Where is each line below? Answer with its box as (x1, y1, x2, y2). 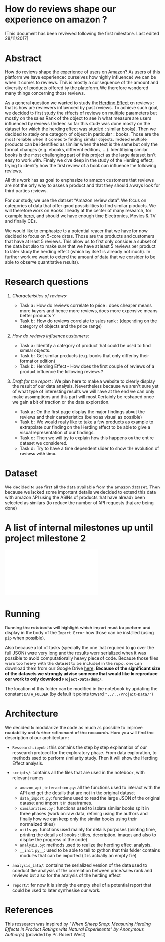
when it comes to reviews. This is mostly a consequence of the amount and (5, 79, 159, 85)
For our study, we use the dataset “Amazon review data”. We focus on (5, 197, 147, 203)
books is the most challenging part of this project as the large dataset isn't (5, 152, 156, 158)
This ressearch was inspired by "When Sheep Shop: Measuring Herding (5, 921, 151, 927)
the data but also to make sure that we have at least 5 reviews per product (5, 243, 156, 249)
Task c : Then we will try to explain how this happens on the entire (19, 435, 154, 441)
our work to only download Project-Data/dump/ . (5, 676, 103, 682)
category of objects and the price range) (19, 323, 102, 329)
